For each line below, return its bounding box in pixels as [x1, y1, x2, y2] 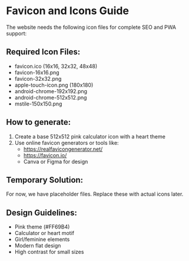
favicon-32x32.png [14, 75, 62, 82]
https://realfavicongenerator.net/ [23, 146, 103, 153]
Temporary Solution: [6, 175, 84, 185]
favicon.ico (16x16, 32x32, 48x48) [14, 62, 98, 70]
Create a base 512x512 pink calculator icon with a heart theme [14, 133, 166, 140]
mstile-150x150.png [14, 100, 62, 107]
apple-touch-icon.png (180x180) [14, 81, 94, 88]
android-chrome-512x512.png [14, 94, 87, 101]
